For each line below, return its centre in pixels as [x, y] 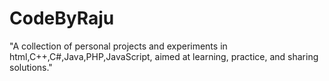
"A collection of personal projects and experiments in [118, 46]
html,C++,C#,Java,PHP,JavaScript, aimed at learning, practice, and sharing [164, 56]
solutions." [31, 67]
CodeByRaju [62, 18]
